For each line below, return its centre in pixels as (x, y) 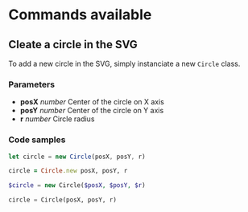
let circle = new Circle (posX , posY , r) (77, 157)
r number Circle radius (57, 119)
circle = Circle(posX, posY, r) (62, 200)
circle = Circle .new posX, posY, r (68, 171)
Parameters (31, 84)
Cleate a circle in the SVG (73, 45)
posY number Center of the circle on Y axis (92, 111)
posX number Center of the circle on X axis (92, 102)
